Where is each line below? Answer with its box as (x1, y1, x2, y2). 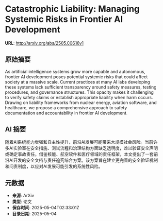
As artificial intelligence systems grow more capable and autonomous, (5, 68, 146, 74)
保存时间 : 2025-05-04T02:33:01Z (12, 205, 80, 211)
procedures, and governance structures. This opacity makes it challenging (5, 89, 154, 95)
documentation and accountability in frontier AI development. (5, 110, 128, 116)
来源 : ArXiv (12, 193, 34, 199)
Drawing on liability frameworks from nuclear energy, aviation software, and (5, 100, 157, 105)
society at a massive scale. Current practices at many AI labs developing (5, 79, 150, 85)
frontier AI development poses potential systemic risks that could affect (5, 74, 148, 80)
